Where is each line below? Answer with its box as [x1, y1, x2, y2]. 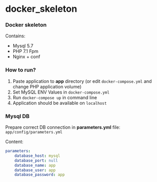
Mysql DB [5, 112, 30, 120]
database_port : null [14, 158, 58, 163]
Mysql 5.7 [12, 43, 34, 49]
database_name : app [14, 163, 56, 168]
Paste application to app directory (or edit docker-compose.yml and [12, 78, 152, 84]
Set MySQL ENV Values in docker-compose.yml [12, 89, 110, 95]
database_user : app [14, 167, 56, 173]
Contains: [5, 33, 25, 39]
